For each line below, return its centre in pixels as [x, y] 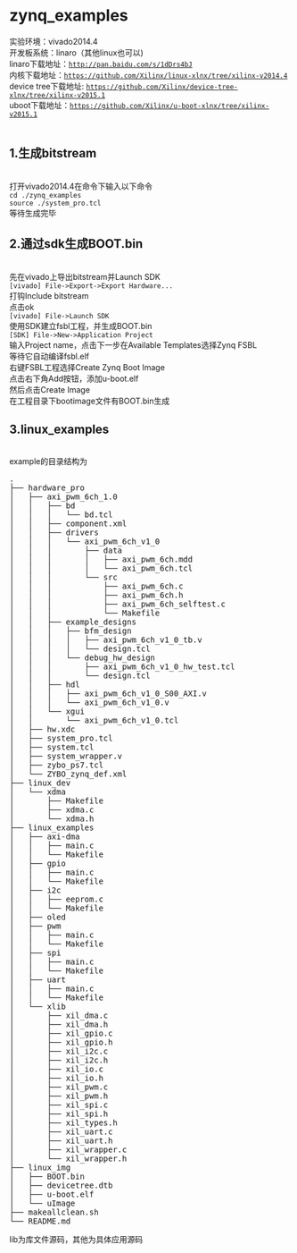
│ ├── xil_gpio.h [61, 1042]
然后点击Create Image [50, 389]
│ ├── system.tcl [52, 747]
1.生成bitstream [53, 153]
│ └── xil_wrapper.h [68, 1159]
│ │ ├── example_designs [73, 622]
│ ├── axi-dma [45, 837]
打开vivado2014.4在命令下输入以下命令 [81, 186]
